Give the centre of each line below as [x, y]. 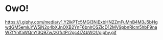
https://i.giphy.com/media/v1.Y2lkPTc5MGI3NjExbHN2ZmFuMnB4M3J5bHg [81, 22]
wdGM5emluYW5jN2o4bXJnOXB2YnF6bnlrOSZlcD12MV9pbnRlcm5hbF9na [81, 27]
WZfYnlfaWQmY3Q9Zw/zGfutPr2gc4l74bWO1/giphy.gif [61, 32]
